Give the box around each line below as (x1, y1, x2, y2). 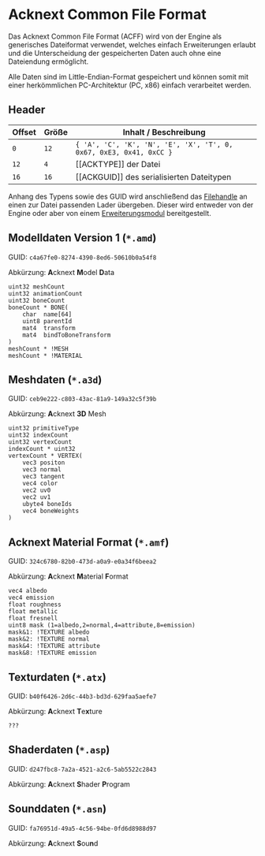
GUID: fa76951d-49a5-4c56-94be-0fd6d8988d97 (8, 823, 157, 832)
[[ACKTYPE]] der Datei (75, 158, 161, 169)
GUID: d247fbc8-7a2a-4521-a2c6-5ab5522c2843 (8, 764, 157, 773)
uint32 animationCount (8, 289, 83, 297)
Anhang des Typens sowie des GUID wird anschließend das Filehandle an (8, 192, 248, 201)
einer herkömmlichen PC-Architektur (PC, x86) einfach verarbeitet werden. (8, 80, 252, 90)
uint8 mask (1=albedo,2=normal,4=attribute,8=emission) (8, 621, 196, 630)
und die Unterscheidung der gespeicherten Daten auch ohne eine (8, 48, 222, 58)
